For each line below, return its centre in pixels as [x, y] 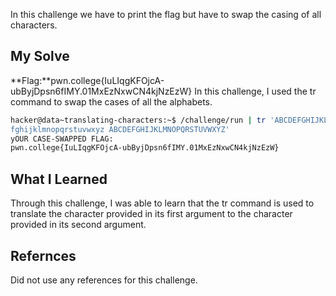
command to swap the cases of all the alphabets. [111, 101]
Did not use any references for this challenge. [104, 280]
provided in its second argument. [78, 225]
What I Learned [59, 179]
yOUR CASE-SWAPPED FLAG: [62, 139]
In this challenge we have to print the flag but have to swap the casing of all [166, 14]
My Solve [40, 56]
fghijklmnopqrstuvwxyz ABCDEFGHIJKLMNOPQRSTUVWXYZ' [120, 129]
